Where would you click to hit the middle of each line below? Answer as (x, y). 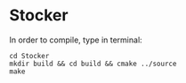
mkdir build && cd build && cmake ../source (93, 64)
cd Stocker (29, 56)
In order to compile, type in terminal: (76, 40)
